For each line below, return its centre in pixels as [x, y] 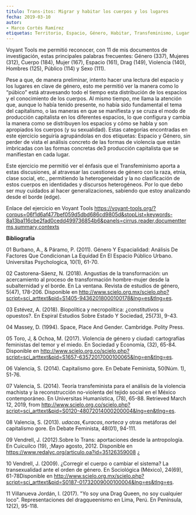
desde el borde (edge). [34, 197]
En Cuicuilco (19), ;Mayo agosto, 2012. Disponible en [69, 446]
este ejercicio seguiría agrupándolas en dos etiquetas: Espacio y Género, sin [98, 136]
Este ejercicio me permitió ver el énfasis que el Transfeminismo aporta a [93, 166]
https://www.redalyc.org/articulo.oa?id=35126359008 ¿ [73, 452]
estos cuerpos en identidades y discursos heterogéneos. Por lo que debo [94, 184]
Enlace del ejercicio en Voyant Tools [50, 208]
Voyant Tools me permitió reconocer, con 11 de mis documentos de [87, 50]
